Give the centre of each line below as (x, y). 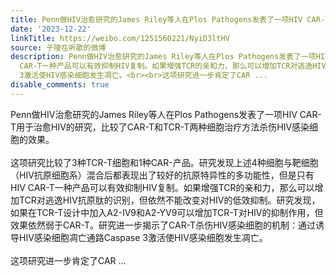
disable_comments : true (60, 85)
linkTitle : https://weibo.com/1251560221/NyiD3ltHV (120, 38)
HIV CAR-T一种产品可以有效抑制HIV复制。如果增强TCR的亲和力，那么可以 (162, 187)
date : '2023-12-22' (51, 29)
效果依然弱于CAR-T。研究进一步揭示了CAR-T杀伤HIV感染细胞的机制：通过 (163, 225)
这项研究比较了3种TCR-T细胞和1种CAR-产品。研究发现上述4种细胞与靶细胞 (164, 162)
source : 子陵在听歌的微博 (58, 47)
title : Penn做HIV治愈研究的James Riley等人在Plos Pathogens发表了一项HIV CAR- (167, 19)
